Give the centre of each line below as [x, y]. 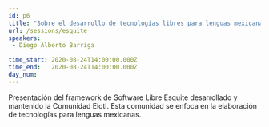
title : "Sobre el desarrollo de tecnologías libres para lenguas [119, 23]
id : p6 [19, 16]
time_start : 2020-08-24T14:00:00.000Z [73, 60]
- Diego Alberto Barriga [53, 46]
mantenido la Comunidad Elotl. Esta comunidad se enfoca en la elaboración [133, 105]
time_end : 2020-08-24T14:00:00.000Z [73, 67]
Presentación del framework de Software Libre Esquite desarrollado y [123, 97]
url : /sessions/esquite [48, 30]
